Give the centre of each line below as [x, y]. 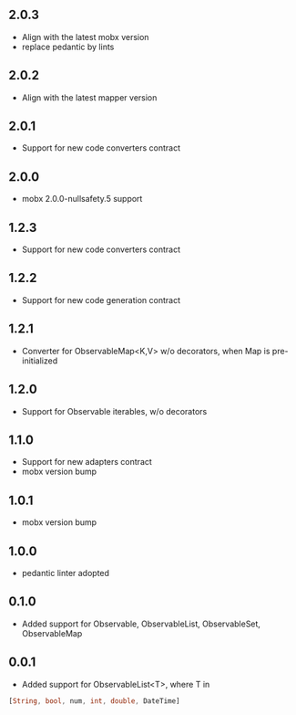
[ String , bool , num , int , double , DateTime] [94, 701]
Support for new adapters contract [87, 462]
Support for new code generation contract [101, 300]
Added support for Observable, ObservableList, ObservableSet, [141, 624]
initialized [40, 361]
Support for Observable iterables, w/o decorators [114, 411]
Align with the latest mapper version [89, 97]
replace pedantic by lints [68, 47]
